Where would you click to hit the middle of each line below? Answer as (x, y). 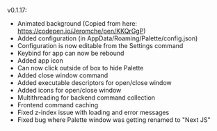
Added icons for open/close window (69, 90)
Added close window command (63, 75)
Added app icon (40, 61)
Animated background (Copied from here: (77, 23)
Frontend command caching (58, 105)
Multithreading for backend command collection (86, 98)
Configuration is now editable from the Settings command (100, 46)
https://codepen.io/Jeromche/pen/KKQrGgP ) (81, 31)
